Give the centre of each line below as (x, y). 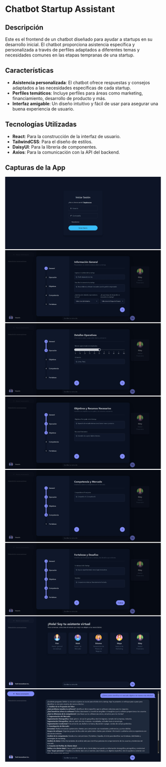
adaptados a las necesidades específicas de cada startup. (72, 88)
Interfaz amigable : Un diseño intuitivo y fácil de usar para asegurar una (85, 103)
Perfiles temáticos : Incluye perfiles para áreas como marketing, (78, 93)
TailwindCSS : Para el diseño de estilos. (52, 142)
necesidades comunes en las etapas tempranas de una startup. (70, 55)
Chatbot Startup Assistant (60, 9)
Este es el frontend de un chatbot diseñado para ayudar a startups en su (79, 39)
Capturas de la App (35, 168)
